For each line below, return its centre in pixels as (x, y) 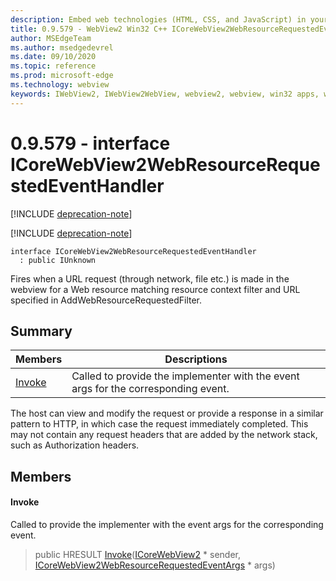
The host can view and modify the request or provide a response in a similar (167, 413)
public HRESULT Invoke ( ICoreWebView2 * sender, (137, 554)
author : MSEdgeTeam (51, 38)
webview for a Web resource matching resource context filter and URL (155, 289)
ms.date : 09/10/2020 (53, 57)
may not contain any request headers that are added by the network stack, (164, 435)
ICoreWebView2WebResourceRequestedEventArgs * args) (155, 565)
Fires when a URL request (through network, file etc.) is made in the (150, 278)
